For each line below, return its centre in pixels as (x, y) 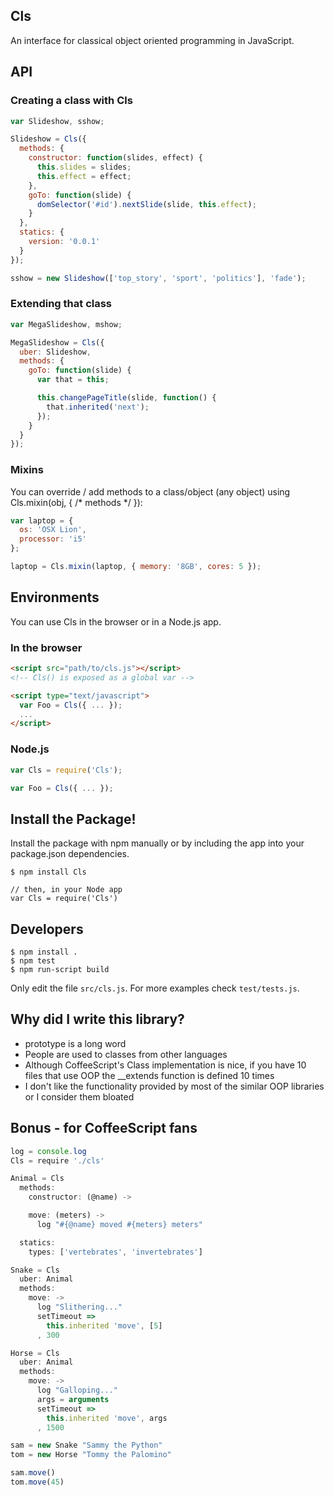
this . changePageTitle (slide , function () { (126, 398)
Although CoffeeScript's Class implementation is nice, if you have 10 (165, 1065)
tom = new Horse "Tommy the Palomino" (91, 1455)
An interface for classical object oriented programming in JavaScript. (152, 40)
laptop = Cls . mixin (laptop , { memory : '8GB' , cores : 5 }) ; (136, 567)
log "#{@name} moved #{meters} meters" (119, 1224)
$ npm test (33, 961)
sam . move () (33, 1473)
